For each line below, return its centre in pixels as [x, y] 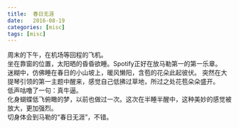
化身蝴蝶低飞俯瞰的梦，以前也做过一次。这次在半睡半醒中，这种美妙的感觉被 [119, 100]
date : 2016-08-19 [36, 21]
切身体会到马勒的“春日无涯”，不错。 [60, 117]
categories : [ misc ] [36, 27]
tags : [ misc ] [27, 34]
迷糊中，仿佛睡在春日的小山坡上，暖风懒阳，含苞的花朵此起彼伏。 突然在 [114, 73]
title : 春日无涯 [31, 14]
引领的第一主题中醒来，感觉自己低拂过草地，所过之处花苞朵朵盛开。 [119, 82]
